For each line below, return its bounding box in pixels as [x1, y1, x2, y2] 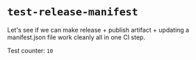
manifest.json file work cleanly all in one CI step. [7, 33, 146, 41]
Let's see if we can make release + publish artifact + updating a [7, 26, 190, 34]
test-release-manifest [7, 6, 138, 19]
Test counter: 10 [7, 46, 54, 54]
